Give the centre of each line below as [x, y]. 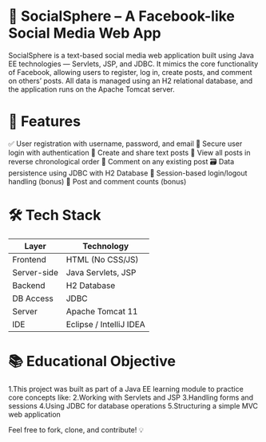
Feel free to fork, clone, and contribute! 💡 [76, 429]
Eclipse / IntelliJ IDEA [105, 324]
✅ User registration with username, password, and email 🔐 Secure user [125, 144]
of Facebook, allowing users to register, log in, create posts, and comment [131, 72]
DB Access [33, 298]
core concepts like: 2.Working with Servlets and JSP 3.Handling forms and [131, 397]
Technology [106, 246]
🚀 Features [45, 122]
